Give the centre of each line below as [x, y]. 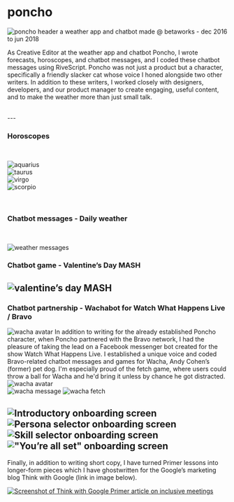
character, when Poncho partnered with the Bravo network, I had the [106, 339]
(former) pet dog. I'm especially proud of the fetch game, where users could [117, 369]
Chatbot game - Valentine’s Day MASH [74, 265]
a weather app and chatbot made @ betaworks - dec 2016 [144, 31]
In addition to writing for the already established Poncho [136, 332]
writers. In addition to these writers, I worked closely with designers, [105, 82]
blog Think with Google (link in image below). [72, 477]
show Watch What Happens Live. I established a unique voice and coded [112, 354]
